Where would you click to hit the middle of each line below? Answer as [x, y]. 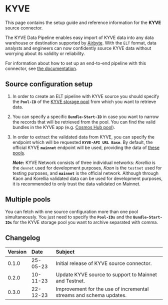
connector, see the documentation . [41, 68]
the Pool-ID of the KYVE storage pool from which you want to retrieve [84, 101]
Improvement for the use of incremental [102, 289]
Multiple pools [28, 200]
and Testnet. [70, 281]
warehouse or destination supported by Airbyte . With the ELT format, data [81, 42]
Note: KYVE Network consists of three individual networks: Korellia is [84, 162]
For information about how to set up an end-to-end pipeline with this [76, 63]
